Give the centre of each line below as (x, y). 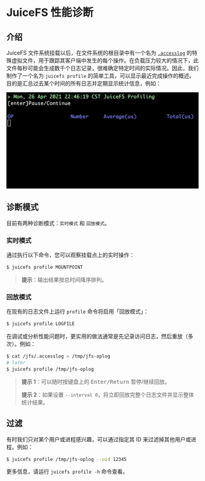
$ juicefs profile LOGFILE (41, 324)
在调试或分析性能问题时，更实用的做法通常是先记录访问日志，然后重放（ (97, 336)
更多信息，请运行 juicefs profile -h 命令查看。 (67, 472)
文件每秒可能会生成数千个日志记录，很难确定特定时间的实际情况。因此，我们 (103, 68)
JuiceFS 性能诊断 (50, 13)
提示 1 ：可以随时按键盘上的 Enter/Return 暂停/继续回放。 (96, 381)
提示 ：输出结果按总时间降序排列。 (64, 279)
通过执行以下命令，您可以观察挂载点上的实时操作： (70, 255)
